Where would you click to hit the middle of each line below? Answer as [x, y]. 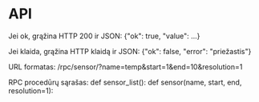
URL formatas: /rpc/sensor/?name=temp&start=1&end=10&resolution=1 [125, 67]
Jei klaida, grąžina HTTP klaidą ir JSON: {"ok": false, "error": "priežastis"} [130, 51]
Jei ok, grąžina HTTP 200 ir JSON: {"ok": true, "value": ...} [104, 36]
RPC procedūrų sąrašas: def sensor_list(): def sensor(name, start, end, [125, 82]
